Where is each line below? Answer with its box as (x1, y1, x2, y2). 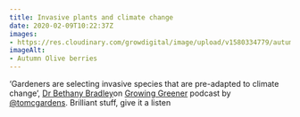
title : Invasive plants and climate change (9, 12, 174, 22)
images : (9, 29, 38, 38)
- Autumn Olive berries (9, 54, 98, 63)
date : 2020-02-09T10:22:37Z (9, 21, 114, 30)
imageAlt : (9, 46, 46, 55)
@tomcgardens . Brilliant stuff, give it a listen (9, 97, 171, 107)
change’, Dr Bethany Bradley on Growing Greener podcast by (9, 88, 231, 98)
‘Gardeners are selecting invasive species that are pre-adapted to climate (9, 79, 279, 89)
